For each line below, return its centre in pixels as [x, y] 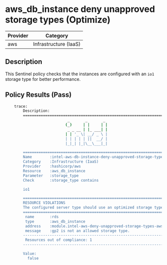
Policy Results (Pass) [39, 95]
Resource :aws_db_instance [54, 171]
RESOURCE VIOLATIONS [44, 203]
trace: [21, 106]
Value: [30, 254]
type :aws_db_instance [55, 221]
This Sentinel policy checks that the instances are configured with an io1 [80, 74]
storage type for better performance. [43, 79]
